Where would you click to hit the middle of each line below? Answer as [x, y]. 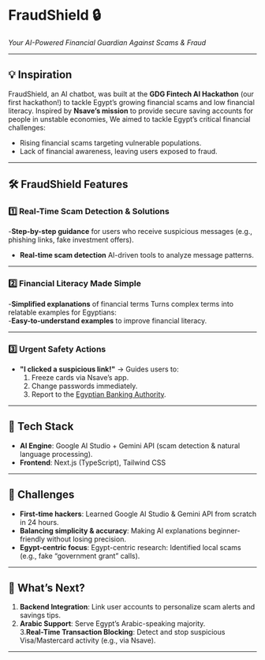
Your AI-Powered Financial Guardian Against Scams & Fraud [107, 42]
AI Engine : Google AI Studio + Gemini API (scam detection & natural [130, 445]
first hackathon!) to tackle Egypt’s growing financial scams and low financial [131, 102]
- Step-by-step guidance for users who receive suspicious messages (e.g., [130, 232]
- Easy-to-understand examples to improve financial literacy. [108, 320]
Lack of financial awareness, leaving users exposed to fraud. [119, 151]
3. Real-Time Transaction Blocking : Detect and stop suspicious [122, 632]
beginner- [224, 530]
